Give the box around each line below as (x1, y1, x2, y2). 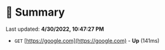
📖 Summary (5, 5, 65, 19)
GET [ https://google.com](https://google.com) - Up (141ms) (14, 37, 160, 44)
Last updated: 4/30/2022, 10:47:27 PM (5, 25, 104, 33)
